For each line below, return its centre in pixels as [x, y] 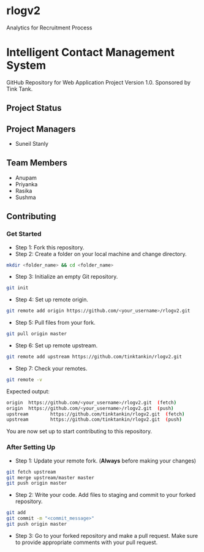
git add [16, 513]
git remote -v [25, 380]
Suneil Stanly [32, 144]
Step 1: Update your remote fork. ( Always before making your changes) [106, 461]
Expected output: [28, 391]
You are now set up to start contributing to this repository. [79, 431]
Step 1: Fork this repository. [50, 247]
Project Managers [41, 129]
